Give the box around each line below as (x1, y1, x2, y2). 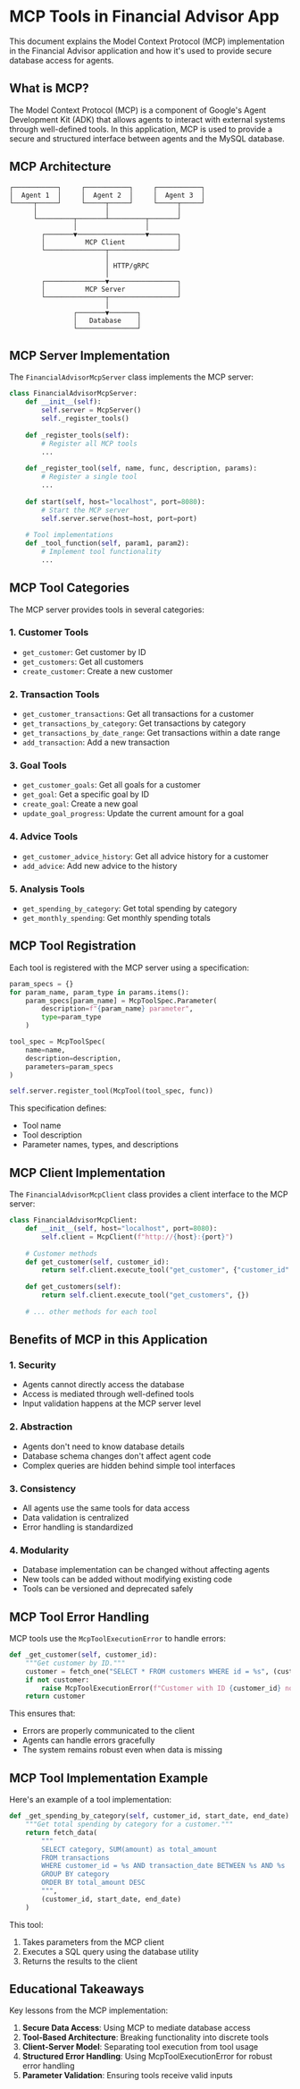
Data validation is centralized (21, 1512, 129, 1522)
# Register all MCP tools (41, 439, 138, 448)
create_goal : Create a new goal (21, 798, 138, 809)
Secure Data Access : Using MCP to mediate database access (21, 2023, 251, 2034)
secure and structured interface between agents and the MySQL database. (9, 132, 286, 144)
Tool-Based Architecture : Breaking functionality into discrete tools (21, 2032, 270, 2042)
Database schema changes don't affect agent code (21, 1450, 212, 1461)
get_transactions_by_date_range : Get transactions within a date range (21, 728, 281, 738)
